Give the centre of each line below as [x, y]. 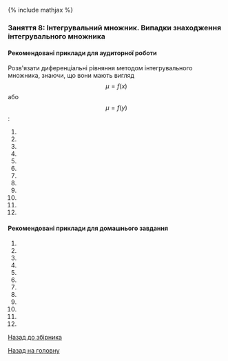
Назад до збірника [35, 338]
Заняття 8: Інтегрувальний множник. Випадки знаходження [115, 28]
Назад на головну [34, 351]
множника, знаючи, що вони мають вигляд [71, 76]
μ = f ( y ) [116, 108]
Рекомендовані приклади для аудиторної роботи [82, 53]
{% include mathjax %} [41, 10]
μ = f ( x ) [116, 86]
